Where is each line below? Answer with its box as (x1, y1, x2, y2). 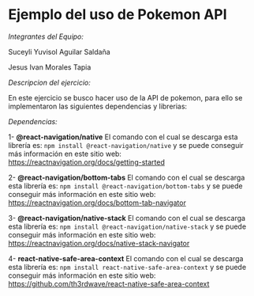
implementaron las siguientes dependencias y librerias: (8, 101, 188, 111)
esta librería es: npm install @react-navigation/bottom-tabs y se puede (8, 180, 243, 191)
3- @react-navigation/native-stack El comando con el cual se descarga (8, 213, 246, 222)
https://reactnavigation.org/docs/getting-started (8, 157, 166, 167)
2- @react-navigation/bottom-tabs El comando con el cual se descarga (8, 173, 245, 182)
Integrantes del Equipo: (8, 32, 84, 41)
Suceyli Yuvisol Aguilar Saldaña (8, 47, 110, 56)
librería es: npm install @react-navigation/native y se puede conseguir (8, 140, 245, 150)
